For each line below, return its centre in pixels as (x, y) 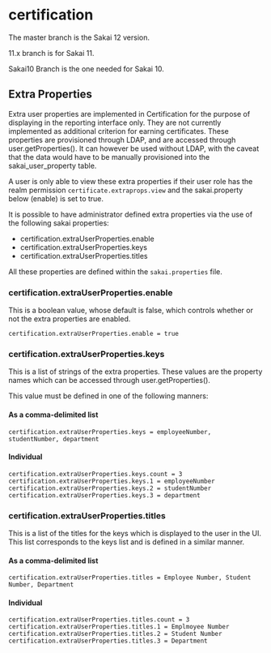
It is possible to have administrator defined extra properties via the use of (131, 214)
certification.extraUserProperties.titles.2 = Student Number (115, 634)
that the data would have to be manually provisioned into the (109, 157)
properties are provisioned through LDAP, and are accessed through (122, 140)
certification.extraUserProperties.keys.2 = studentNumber (110, 488)
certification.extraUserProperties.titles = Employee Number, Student (130, 578)
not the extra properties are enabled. (70, 319)
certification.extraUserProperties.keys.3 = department (104, 495)
